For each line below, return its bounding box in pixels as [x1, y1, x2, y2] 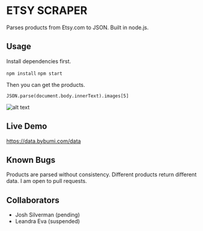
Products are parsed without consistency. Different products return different [6, 171, 197, 178]
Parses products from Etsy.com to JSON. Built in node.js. [6, 24, 149, 31]
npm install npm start [6, 71, 63, 77]
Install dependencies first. [6, 57, 72, 64]
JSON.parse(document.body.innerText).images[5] [6, 92, 129, 99]
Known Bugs [6, 154, 56, 165]
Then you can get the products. [6, 81, 86, 88]
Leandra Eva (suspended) [15, 218, 80, 225]
